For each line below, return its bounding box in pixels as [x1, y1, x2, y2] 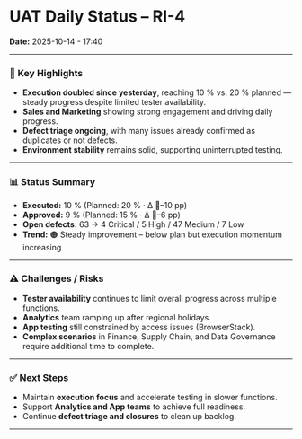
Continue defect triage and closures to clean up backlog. [22, 411, 236, 422]
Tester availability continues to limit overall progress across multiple [22, 293, 277, 303]
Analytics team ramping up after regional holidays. [22, 312, 211, 322]
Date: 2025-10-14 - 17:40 [9, 36, 103, 47]
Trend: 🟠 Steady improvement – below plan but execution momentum [22, 229, 283, 240]
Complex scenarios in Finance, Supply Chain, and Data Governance [22, 330, 276, 342]
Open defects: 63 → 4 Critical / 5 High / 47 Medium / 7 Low [22, 218, 244, 230]
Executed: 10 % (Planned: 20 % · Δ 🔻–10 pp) [22, 199, 188, 210]
